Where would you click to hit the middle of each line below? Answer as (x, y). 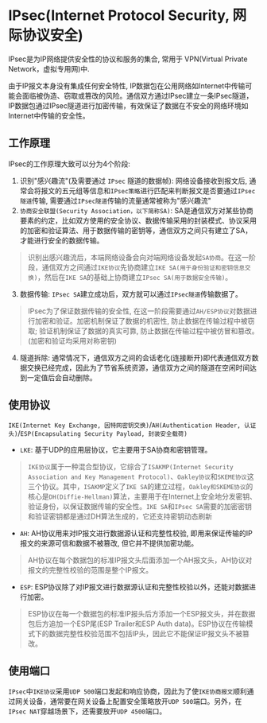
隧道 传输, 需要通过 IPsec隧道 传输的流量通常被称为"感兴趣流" (116, 200)
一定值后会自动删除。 (62, 377)
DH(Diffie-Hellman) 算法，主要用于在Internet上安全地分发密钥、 (153, 496)
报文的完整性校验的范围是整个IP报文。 (90, 569)
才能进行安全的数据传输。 (62, 240)
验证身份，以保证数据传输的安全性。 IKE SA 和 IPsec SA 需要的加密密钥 (140, 506)
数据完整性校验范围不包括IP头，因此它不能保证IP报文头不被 (146, 633)
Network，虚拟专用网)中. (49, 68)
